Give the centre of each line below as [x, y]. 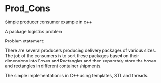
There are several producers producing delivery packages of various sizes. [80, 50]
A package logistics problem [34, 31]
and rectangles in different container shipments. [53, 66]
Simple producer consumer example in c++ [49, 22]
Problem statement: [25, 41]
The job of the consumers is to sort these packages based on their [72, 55]
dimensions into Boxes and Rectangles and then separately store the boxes [80, 61]
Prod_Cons [28, 9]
